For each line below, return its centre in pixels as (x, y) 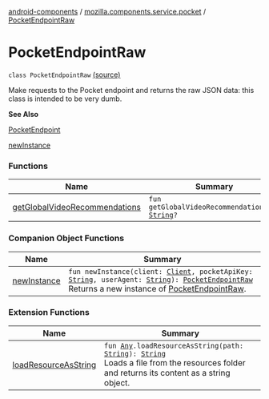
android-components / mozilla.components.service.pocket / (107, 12)
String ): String (135, 353)
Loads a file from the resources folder (175, 362)
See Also (23, 114)
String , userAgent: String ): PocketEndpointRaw (161, 279)
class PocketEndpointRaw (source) (64, 75)
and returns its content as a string (167, 373)
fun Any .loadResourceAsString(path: (174, 345)
